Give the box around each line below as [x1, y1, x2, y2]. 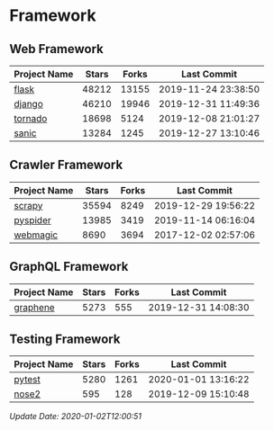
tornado [14, 112, 48, 124]
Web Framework [9, 41, 104, 57]
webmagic [14, 228, 59, 241]
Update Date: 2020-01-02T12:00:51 [9, 411, 142, 422]
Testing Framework [9, 332, 121, 347]
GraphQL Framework [9, 259, 129, 274]
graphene [14, 300, 56, 313]
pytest [14, 373, 41, 386]
